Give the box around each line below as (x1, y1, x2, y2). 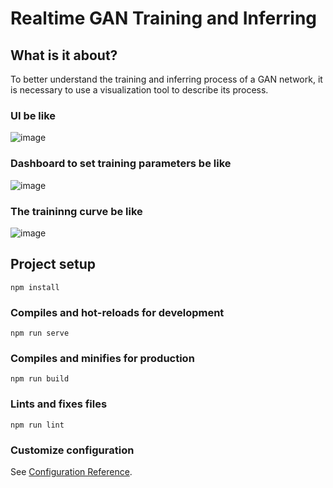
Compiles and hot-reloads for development (10, 305, 225, 319)
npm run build (10, 374, 70, 384)
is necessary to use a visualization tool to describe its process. (10, 84, 269, 96)
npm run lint (10, 420, 65, 430)
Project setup (10, 256, 97, 273)
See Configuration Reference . (10, 465, 133, 477)
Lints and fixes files (10, 397, 108, 411)
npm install (10, 282, 60, 292)
